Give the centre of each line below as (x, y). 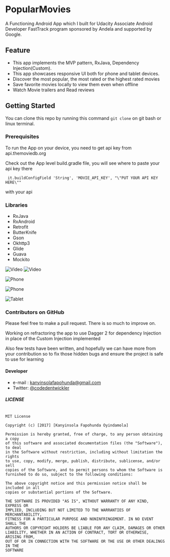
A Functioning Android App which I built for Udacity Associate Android (79, 23)
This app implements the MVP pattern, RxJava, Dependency (76, 63)
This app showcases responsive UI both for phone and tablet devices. (86, 73)
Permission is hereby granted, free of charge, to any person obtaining (84, 434)
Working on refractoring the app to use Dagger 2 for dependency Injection (83, 333)
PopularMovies (38, 9)
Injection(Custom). (32, 68)
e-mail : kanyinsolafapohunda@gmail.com (57, 382)
